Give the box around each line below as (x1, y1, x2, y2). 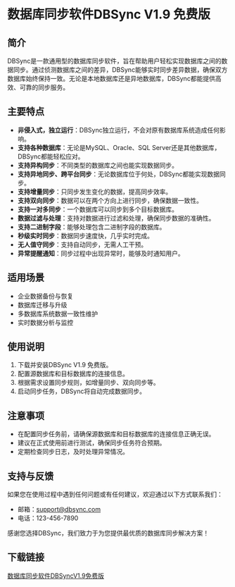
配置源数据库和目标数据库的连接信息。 (17, 369, 129, 378)
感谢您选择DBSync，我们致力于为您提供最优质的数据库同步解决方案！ (7, 529, 210, 538)
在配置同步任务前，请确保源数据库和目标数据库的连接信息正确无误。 (17, 430, 215, 438)
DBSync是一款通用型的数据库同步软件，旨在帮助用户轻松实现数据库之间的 (7, 57, 222, 65)
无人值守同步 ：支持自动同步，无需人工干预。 (17, 240, 148, 249)
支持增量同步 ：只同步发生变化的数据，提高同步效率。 (17, 187, 172, 196)
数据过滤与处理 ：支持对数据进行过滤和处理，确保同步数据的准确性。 (17, 214, 215, 222)
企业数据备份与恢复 (17, 292, 74, 300)
